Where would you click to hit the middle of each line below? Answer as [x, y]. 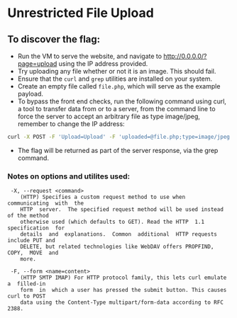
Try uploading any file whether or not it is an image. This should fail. [117, 71]
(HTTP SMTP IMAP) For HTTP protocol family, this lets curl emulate [123, 278]
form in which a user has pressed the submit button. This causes [123, 290]
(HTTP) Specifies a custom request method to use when [103, 197]
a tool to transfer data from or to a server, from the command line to [116, 109]
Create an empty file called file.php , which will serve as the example [119, 86]
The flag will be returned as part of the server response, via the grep [118, 150]
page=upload [37, 64]
